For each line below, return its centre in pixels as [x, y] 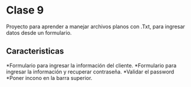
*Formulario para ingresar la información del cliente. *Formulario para [91, 65]
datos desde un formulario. [39, 32]
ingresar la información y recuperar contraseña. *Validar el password [90, 72]
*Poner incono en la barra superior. [49, 78]
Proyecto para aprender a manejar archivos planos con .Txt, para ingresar [96, 26]
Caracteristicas [35, 51]
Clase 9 [25, 10]
